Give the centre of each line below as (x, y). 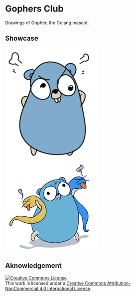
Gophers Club (34, 9)
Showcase (22, 38)
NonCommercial (22, 288)
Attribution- (119, 283)
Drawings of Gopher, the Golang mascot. (47, 23)
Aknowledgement (34, 266)
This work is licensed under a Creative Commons (56, 283)
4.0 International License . (66, 288)
